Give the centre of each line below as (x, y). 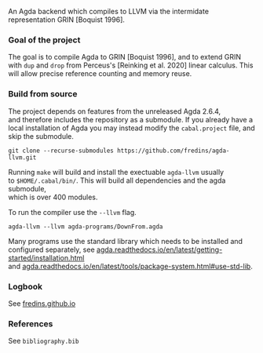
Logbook (26, 286)
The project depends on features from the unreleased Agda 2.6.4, (115, 111)
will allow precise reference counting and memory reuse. (100, 74)
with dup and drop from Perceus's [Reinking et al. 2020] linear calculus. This (131, 65)
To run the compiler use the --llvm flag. (73, 212)
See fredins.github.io (42, 303)
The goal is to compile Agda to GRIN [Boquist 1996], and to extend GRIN (125, 57)
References (31, 323)
